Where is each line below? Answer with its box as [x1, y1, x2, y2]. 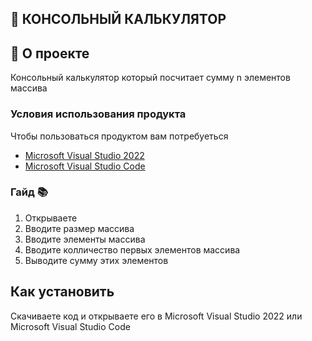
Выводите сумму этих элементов [24, 254, 169, 266]
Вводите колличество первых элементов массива [24, 243, 241, 256]
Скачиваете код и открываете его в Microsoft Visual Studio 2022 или [10, 310, 303, 322]
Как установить [10, 283, 115, 301]
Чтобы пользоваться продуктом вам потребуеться [10, 130, 229, 142]
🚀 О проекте [10, 45, 90, 62]
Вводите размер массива [24, 222, 135, 234]
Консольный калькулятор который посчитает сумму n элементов [10, 72, 291, 84]
